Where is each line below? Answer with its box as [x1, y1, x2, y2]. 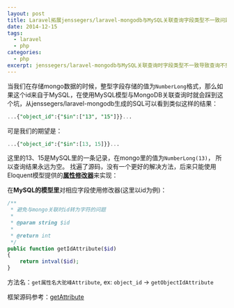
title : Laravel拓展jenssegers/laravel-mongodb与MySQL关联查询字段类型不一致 [7, 17, 221, 24]
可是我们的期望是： [7, 127, 63, 135]
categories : [7, 49, 42, 56]
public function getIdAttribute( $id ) [7, 245, 117, 252]
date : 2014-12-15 [7, 23, 58, 30]
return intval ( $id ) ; [19, 258, 79, 265]
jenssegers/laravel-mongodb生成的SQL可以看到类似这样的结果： [31, 99, 218, 108]
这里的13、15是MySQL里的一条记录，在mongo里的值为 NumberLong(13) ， [7, 154, 214, 162]
